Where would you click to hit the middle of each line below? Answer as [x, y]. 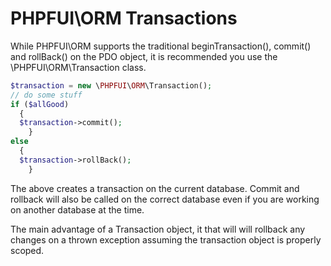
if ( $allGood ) [40, 104]
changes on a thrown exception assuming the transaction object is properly [166, 239]
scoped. [27, 250]
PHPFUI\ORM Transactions [124, 18]
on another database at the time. [77, 209]
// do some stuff [46, 95]
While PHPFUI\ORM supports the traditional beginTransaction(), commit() [161, 46]
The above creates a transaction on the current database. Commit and [155, 188]
